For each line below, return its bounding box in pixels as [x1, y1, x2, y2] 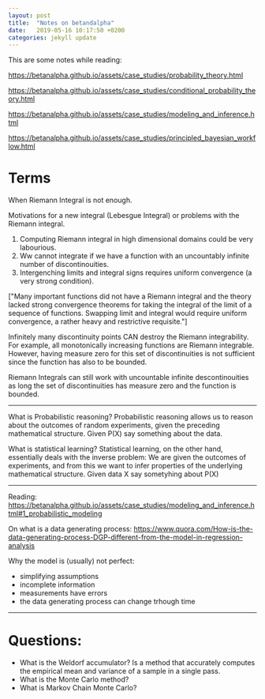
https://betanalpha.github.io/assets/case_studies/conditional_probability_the [8, 86, 256, 96]
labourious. [19, 242, 57, 253]
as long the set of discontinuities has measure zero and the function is [8, 381, 237, 391]
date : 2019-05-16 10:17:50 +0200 [8, 26, 125, 34]
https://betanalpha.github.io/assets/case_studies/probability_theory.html [8, 70, 244, 80]
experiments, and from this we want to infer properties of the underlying [8, 461, 243, 471]
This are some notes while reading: [8, 55, 122, 65]
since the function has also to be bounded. [8, 357, 147, 367]
